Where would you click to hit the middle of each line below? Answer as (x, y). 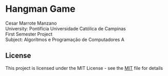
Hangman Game (40, 9)
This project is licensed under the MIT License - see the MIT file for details (84, 68)
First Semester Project (29, 34)
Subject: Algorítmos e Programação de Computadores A (65, 40)
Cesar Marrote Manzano (31, 23)
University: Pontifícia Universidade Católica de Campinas (66, 28)
